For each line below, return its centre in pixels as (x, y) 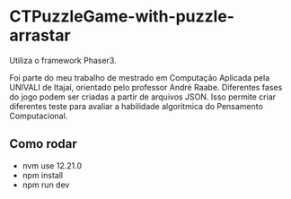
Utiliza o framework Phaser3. (63, 60)
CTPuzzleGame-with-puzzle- (122, 17)
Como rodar (44, 144)
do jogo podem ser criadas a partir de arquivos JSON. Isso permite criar (143, 97)
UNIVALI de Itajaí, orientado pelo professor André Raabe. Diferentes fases (146, 87)
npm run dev (46, 185)
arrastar (40, 35)
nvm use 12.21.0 (52, 165)
